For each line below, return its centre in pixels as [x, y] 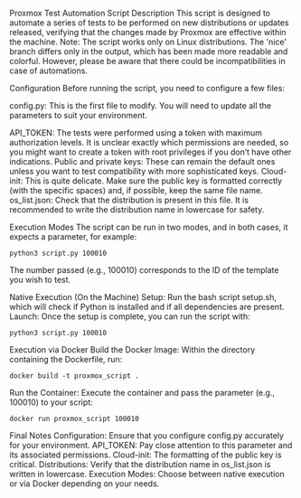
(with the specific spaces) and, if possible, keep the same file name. [136, 190]
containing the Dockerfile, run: [66, 359]
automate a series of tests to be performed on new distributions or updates [149, 23]
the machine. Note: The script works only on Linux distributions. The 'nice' [148, 42]
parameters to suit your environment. [78, 115]
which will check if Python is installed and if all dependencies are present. [147, 307]
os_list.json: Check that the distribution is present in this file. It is [129, 200]
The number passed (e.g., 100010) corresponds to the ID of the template [144, 270]
